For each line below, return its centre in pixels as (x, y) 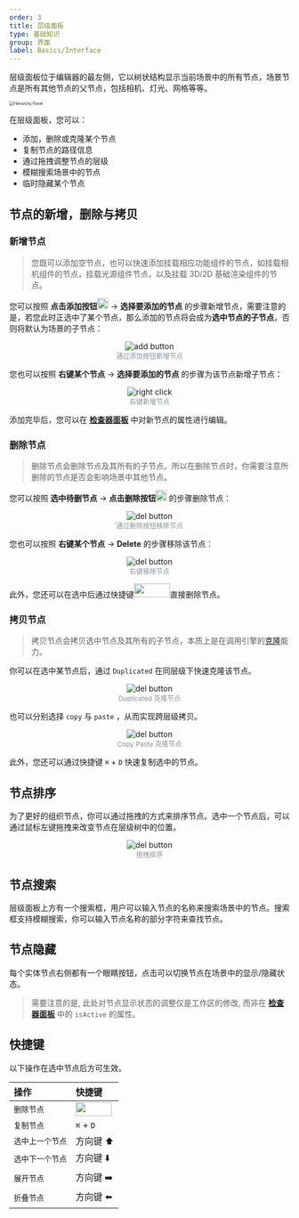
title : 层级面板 (36, 26)
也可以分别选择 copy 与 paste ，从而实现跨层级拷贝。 (106, 717)
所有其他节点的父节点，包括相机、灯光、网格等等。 (118, 88)
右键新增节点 (149, 402)
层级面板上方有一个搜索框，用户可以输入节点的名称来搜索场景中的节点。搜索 (149, 908)
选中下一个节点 (40, 1159)
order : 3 (25, 17)
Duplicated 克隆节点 (149, 698)
